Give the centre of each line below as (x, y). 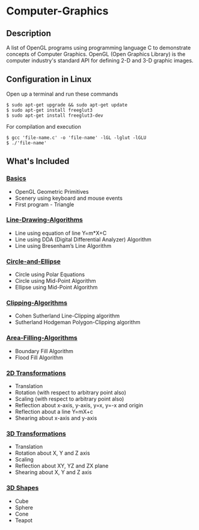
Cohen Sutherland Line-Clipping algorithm (67, 316)
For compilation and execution (44, 126)
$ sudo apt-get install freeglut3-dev (55, 116)
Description (29, 33)
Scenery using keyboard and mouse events (69, 198)
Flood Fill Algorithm (39, 357)
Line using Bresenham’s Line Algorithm (63, 245)
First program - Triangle (44, 204)
